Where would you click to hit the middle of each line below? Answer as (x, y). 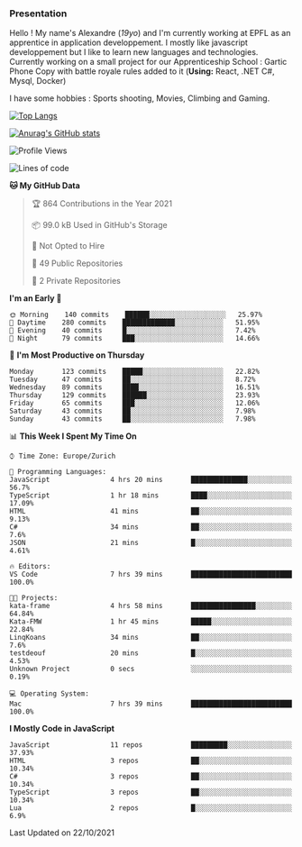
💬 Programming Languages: (58, 472)
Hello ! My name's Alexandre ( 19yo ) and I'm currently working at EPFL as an (150, 33)
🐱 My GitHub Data (45, 186)
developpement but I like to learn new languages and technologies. (134, 52)
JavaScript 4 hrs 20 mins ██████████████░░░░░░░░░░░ (151, 480)
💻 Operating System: (50, 694)
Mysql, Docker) (38, 81)
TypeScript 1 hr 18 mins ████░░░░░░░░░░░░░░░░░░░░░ (151, 496)
